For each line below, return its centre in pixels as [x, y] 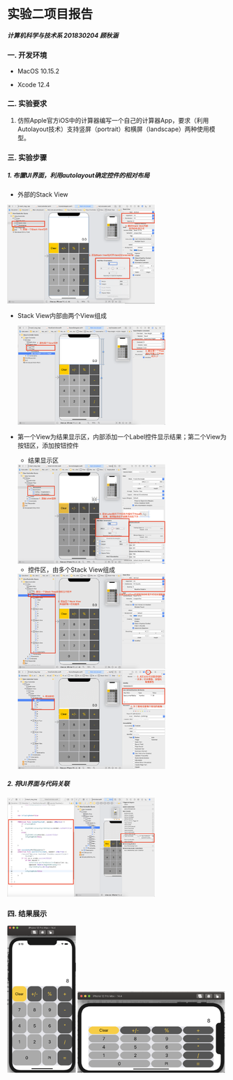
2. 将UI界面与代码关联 [38, 783]
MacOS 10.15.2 [38, 71]
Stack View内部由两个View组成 [62, 316]
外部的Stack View [43, 194]
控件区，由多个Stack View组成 [72, 570]
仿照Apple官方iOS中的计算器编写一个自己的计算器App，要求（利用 [113, 120]
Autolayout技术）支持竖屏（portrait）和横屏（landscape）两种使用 [113, 129]
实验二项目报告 [50, 14]
